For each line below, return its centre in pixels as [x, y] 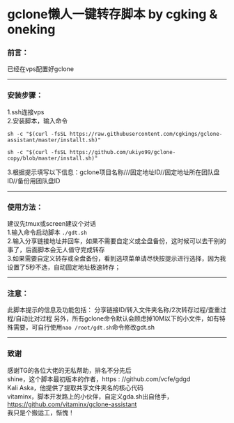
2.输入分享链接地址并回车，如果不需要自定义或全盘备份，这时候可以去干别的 [117, 241]
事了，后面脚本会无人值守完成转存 [56, 250]
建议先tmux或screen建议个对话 [52, 224]
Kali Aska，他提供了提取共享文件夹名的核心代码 [76, 387]
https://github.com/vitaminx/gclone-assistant [72, 404]
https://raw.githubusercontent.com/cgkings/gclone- [146, 134]
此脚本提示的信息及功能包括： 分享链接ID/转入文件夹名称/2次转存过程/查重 [114, 310]
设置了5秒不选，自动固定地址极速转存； [64, 267]
